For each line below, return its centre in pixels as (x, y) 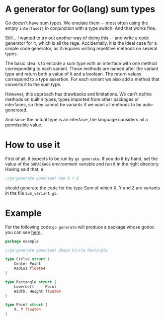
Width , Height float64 (38, 291)
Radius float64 (30, 269)
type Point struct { (27, 305)
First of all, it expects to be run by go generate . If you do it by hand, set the (82, 159)
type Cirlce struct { (28, 259)
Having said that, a (24, 169)
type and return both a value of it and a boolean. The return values (73, 74)
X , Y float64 (28, 310)
